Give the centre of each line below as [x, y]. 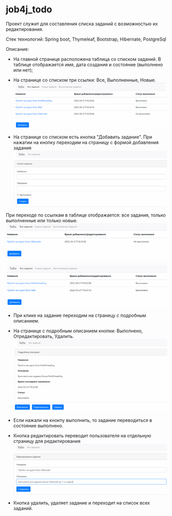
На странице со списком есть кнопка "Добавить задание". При [83, 137]
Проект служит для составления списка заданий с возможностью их [82, 24]
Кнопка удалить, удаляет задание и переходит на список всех [81, 503]
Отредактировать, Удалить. [44, 336]
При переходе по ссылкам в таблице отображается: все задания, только [86, 215]
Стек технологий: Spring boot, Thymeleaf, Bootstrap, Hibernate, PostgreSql [86, 39]
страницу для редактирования [47, 441]
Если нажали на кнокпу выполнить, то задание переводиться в [83, 420]
